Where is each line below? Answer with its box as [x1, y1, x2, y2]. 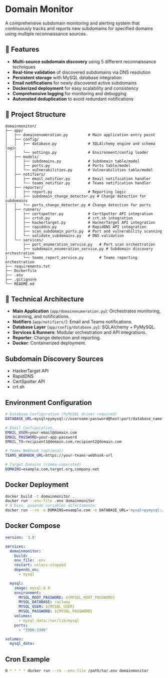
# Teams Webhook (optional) [5, 448, 64, 454]
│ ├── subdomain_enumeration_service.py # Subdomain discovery [5, 246, 153, 251]
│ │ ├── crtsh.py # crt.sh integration [5, 215, 133, 221]
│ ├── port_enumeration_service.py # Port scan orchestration [5, 242, 155, 247]
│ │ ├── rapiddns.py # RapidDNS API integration [5, 224, 146, 229]
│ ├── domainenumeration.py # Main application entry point [5, 132, 155, 137]
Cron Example [5, 655, 50, 663]
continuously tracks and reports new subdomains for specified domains [5, 25, 153, 31]
